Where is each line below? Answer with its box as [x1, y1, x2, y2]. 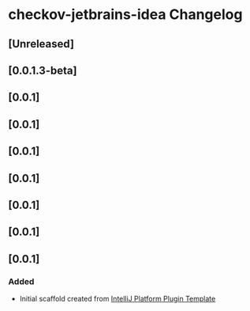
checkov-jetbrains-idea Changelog [8, 6, 243, 24]
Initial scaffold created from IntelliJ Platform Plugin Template [19, 294, 216, 303]
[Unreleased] [8, 37, 75, 51]
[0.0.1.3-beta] [8, 63, 77, 77]
